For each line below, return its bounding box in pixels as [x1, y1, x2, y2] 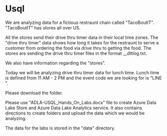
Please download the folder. [5, 90, 63, 96]
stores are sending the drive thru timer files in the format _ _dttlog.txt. [5, 50, 147, 56]
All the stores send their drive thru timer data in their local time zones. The [5, 34, 158, 40]
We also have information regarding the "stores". [5, 60, 106, 66]
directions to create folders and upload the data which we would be [5, 110, 145, 116]
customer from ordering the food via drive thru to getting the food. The [5, 45, 151, 51]
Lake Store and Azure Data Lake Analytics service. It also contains [5, 105, 142, 111]
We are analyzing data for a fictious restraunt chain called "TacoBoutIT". [5, 19, 154, 25]
